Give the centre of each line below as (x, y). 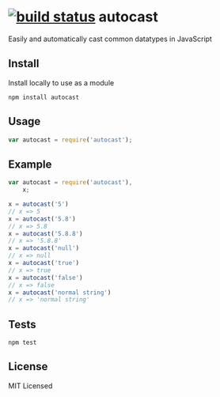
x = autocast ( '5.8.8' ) (46, 233)
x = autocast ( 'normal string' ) (60, 293)
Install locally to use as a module (61, 82)
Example (30, 164)
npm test (23, 343)
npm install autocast (44, 97)
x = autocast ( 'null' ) (44, 248)
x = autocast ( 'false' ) (46, 278)
